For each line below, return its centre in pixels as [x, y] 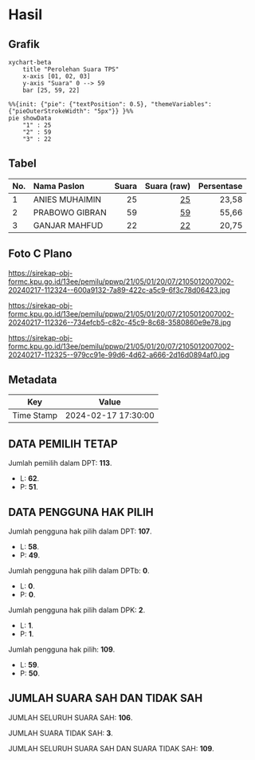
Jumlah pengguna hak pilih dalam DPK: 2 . [77, 610]
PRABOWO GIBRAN [70, 212]
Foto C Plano [40, 254]
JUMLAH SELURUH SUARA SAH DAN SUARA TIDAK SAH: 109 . [112, 748]
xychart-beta [30, 62]
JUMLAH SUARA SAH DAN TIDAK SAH [106, 698]
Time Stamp [35, 415]
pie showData [30, 118]
